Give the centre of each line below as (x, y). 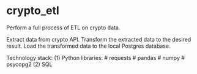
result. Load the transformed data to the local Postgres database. (88, 46)
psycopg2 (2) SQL (29, 64)
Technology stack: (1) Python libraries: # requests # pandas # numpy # (96, 57)
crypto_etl (33, 11)
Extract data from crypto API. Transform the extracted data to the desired (99, 39)
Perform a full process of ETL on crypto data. (63, 28)
